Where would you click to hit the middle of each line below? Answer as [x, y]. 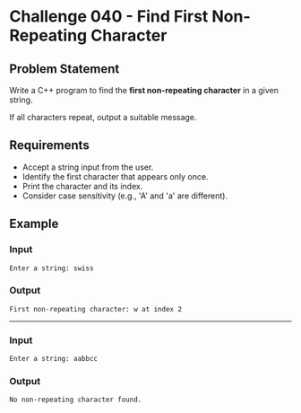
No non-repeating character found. [76, 400]
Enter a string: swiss [52, 268]
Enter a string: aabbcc [54, 359]
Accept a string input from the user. [88, 167]
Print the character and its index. [82, 186]
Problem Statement [64, 69]
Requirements [49, 145]
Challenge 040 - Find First [109, 17]
